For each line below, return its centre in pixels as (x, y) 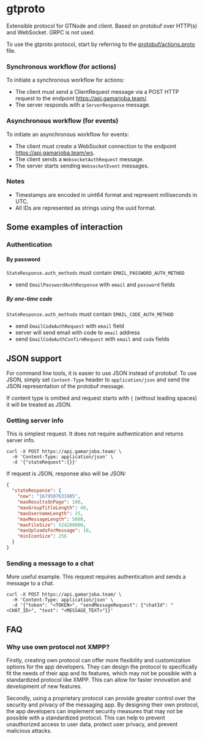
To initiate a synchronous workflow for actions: (65, 80)
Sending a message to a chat (50, 563)
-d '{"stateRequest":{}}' (45, 462)
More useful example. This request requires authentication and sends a (96, 577)
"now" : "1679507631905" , (49, 496)
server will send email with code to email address (77, 332)
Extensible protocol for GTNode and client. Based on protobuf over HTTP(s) (102, 26)
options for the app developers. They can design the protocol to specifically (102, 667)
